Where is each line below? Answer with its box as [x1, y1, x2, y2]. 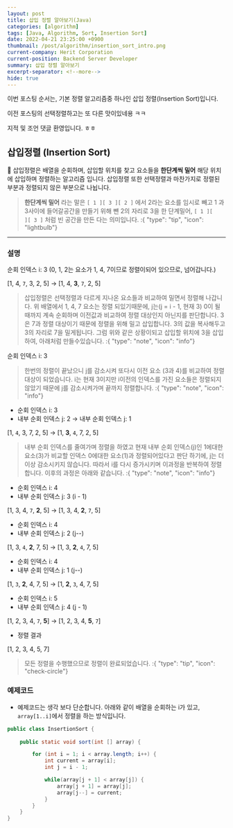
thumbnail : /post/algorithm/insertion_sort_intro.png [7, 42, 166, 49]
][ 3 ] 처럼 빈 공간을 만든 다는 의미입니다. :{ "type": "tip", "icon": [24, 216, 205, 224]
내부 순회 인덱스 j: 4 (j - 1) [17, 603, 88, 611]
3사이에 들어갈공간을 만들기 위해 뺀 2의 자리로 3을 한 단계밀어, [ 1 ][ [24, 207, 213, 215]
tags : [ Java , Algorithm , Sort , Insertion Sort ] [7, 29, 148, 37]
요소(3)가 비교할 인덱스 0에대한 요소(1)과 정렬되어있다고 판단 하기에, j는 [24, 452, 217, 460]
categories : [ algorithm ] [7, 23, 79, 30]
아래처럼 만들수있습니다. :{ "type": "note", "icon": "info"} [39, 337, 196, 346]
